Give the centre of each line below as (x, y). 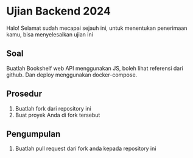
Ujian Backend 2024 (58, 11)
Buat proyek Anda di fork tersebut (58, 115)
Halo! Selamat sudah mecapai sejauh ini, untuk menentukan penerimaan (97, 28)
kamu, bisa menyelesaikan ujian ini (50, 34)
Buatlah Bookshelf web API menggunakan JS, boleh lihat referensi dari (95, 68)
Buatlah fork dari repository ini (53, 108)
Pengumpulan (33, 134)
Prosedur (24, 94)
